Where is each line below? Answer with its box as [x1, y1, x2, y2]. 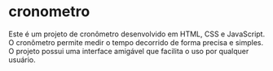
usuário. [8, 55, 37, 65]
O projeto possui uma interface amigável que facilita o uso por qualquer [8, 46, 249, 56]
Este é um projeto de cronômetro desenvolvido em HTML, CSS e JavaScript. [8, 29, 266, 39]
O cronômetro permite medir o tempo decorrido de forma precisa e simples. [8, 37, 263, 47]
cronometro [8, 2, 90, 21]
